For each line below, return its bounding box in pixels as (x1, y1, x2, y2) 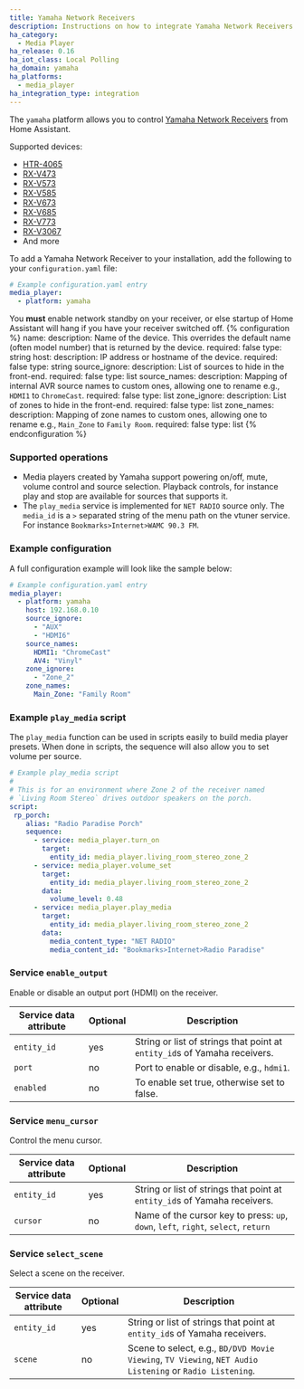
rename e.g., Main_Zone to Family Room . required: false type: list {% (9, 419, 258, 430)
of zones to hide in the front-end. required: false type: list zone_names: (9, 400, 274, 411)
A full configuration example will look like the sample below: (9, 563, 233, 574)
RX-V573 (22, 177, 56, 188)
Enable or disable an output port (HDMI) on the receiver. (9, 987, 219, 998)
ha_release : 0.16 (9, 47, 75, 56)
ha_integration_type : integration (9, 89, 140, 98)
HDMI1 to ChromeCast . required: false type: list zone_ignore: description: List (9, 390, 287, 401)
